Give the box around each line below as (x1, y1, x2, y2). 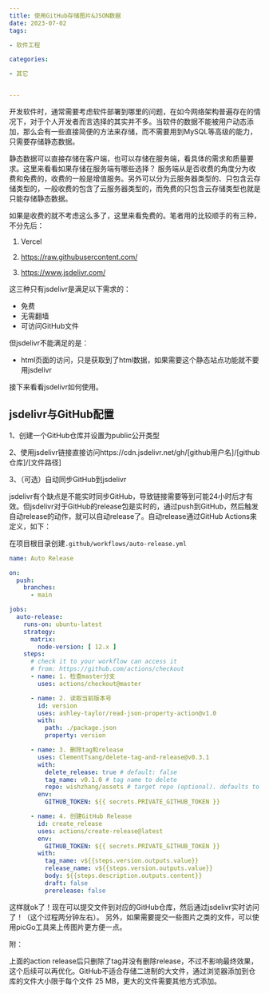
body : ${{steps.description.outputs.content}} (44, 872, 203, 880)
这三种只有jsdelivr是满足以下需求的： (9, 285, 131, 293)
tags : (9, 26, 27, 34)
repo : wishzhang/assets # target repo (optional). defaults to (44, 783, 260, 792)
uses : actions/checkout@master (38, 680, 142, 688)
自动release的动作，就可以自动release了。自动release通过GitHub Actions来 (9, 511, 258, 520)
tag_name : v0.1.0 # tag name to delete (44, 776, 178, 784)
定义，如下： (9, 521, 51, 531)
